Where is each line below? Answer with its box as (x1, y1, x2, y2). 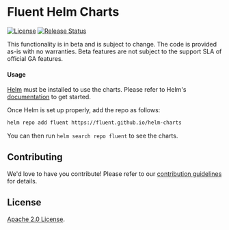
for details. (7, 177, 38, 185)
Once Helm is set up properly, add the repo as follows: (7, 106, 161, 114)
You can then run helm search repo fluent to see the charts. (7, 131, 178, 140)
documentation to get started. (7, 93, 91, 101)
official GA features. (7, 54, 64, 62)
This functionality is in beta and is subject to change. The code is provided (7, 40, 217, 48)
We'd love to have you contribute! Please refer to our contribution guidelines (7, 169, 222, 178)
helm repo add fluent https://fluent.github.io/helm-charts (7, 119, 183, 127)
